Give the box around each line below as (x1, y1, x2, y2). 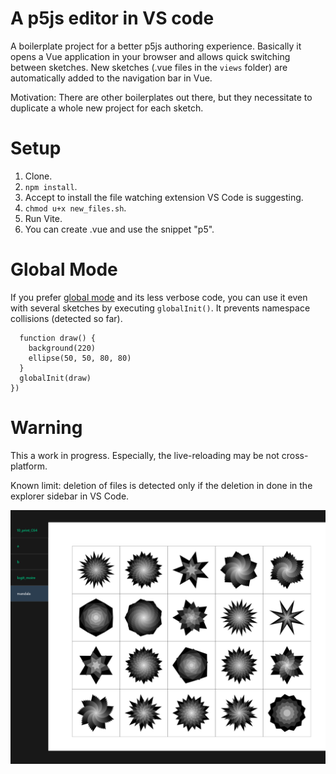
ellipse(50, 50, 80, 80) (28, 353, 132, 363)
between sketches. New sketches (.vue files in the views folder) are (10, 61, 288, 73)
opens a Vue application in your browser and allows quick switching (10, 50, 291, 62)
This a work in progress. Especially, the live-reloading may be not (10, 449, 280, 461)
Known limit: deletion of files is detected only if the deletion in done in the (10, 479, 313, 491)
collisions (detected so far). (10, 312, 123, 324)
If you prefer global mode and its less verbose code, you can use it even (10, 291, 308, 303)
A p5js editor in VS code (10, 7, 215, 30)
